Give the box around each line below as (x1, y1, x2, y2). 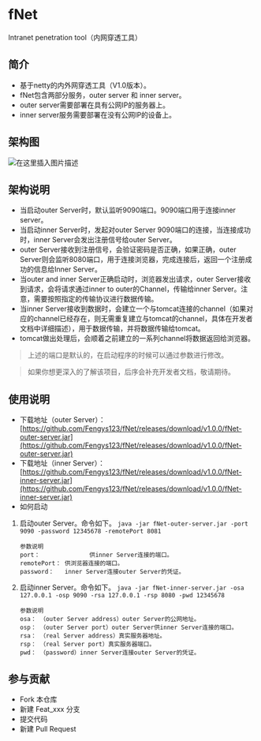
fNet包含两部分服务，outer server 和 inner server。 (19, 90, 187, 99)
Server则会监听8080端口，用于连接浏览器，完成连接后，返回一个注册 (19, 255, 246, 264)
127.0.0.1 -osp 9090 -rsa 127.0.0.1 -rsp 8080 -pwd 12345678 (19, 592, 226, 600)
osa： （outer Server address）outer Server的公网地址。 (19, 616, 200, 623)
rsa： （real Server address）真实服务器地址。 (19, 632, 166, 640)
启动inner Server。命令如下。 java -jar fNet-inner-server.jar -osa (19, 582, 244, 593)
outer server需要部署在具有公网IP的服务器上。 (19, 100, 170, 110)
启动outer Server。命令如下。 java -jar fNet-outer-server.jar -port (19, 518, 248, 528)
